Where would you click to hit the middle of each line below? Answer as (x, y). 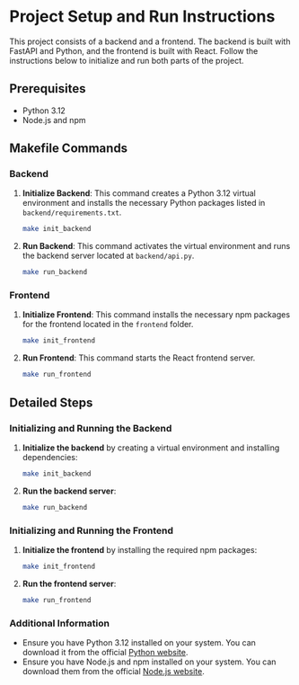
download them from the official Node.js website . (113, 672)
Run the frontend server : (69, 583)
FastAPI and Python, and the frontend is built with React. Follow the (134, 50)
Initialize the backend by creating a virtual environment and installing (151, 448)
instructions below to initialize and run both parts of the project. (127, 60)
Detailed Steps (51, 402)
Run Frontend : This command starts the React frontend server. (139, 358)
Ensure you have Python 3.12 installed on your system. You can (139, 643)
